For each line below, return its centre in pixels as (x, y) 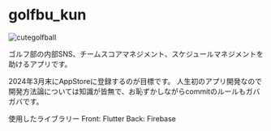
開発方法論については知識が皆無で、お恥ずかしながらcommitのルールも (127, 91)
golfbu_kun (47, 15)
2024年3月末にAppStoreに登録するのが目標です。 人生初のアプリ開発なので (135, 81)
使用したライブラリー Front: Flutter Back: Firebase (92, 118)
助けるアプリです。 (40, 64)
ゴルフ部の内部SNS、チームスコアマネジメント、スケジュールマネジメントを (136, 53)
